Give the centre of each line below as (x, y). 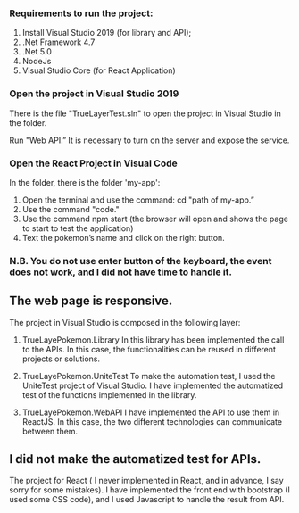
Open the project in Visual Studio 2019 (94, 94)
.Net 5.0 (37, 52)
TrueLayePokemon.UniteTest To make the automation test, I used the (149, 376)
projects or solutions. (61, 359)
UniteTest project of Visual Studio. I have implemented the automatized (153, 385)
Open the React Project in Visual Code (94, 163)
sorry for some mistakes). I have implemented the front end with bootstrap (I (149, 490)
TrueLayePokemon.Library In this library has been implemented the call (153, 339)
